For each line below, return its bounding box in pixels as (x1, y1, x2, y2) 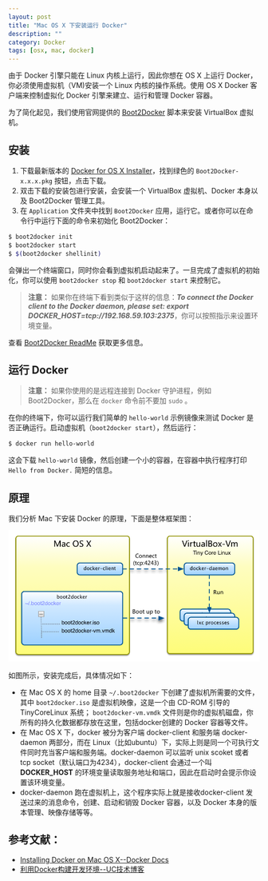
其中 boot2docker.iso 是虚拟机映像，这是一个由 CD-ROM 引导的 (19, 697, 231, 707)
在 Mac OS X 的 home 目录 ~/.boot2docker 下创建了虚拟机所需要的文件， (19, 688, 259, 697)
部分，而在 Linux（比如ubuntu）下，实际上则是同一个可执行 (55, 737, 253, 747)
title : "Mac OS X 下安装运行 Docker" (8, 21, 128, 30)
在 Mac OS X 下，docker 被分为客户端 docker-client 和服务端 (19, 728, 221, 737)
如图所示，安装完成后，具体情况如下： (8, 670, 134, 680)
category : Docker (8, 38, 66, 46)
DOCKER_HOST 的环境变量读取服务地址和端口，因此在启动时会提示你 (19, 767, 250, 777)
